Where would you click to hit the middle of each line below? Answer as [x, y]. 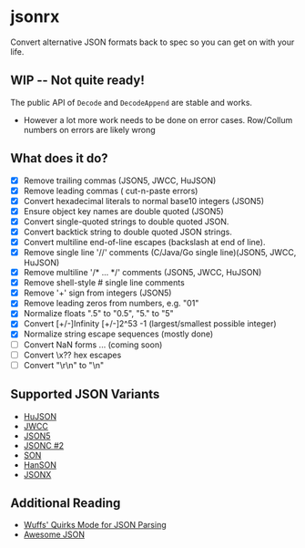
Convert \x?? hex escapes [72, 355]
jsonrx [35, 17]
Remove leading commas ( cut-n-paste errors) [111, 191]
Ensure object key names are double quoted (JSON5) [123, 211]
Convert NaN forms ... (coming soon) [93, 345]
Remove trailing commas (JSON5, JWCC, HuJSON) [120, 181]
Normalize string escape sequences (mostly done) [118, 334]
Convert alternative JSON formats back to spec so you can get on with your [152, 42]
